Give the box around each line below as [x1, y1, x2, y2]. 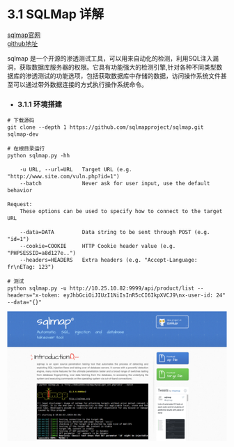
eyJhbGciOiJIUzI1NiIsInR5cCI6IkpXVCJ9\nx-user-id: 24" [63, 292, 226, 299]
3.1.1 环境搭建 [17, 99, 63, 109]
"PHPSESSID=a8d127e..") [7, 250, 77, 257]
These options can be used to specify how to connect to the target [19, 208, 223, 215]
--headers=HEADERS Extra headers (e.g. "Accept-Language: [19, 257, 198, 264]
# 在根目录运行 [7, 146, 45, 152]
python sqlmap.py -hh [7, 152, 70, 159]
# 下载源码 [7, 117, 35, 124]
